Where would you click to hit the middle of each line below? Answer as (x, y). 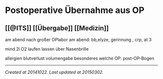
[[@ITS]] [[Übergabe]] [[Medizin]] (57, 28)
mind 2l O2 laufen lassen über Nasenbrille (47, 49)
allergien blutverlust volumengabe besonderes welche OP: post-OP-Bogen (80, 58)
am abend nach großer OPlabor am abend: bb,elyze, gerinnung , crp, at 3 (78, 39)
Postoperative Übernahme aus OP (75, 10)
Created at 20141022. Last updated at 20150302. (54, 72)
